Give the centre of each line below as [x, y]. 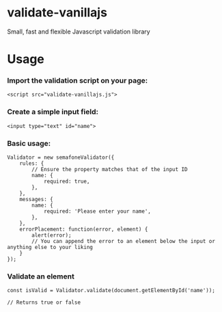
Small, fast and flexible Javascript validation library [79, 31]
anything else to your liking [50, 248]
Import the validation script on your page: [78, 81]
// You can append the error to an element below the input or [123, 242]
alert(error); [52, 235]
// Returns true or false [44, 302]
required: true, [67, 182]
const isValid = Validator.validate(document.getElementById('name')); [111, 291]
